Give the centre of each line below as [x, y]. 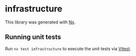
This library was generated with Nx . [40, 22]
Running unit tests [33, 37]
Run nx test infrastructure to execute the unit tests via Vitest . [68, 48]
